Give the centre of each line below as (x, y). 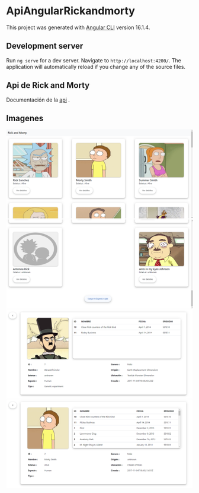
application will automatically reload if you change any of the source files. (96, 67)
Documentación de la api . (38, 100)
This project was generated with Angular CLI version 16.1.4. (78, 27)
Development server (45, 46)
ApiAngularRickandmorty (70, 11)
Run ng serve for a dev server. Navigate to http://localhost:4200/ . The (94, 60)
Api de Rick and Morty (48, 85)
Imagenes (25, 118)
